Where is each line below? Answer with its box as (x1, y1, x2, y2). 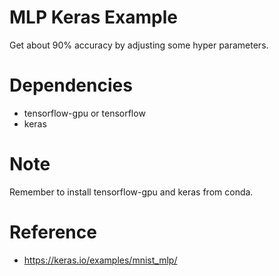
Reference (9, 221, 97, 243)
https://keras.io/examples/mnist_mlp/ (23, 254, 178, 266)
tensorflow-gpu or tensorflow (23, 107, 146, 119)
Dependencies (9, 74, 133, 97)
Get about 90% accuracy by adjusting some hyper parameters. (9, 39, 269, 51)
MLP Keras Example (9, 6, 178, 29)
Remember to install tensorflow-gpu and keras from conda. (9, 186, 254, 198)
